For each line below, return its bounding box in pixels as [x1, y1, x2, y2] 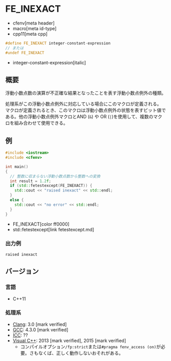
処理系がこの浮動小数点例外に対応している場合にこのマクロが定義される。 [5, 101, 162, 107]
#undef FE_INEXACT [5, 50, 44, 55]
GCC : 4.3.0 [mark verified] [12, 326, 68, 332]
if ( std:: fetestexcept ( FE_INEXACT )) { [10, 183, 93, 188]
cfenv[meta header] [12, 20, 55, 26]
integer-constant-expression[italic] [12, 59, 86, 65]
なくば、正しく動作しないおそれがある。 [38, 350, 124, 356]
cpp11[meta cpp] [12, 31, 47, 37]
